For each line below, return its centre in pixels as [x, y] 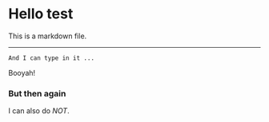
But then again [37, 93]
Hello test [41, 14]
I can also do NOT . [39, 111]
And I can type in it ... [51, 58]
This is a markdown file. [48, 36]
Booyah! [22, 73]
